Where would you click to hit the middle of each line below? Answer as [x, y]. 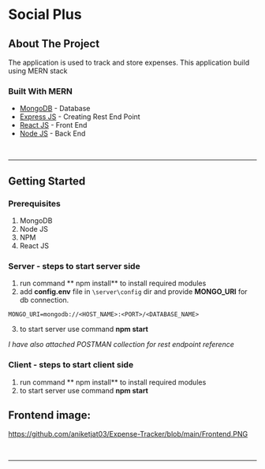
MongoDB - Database [55, 109]
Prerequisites [34, 203]
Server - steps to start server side [74, 266]
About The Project [54, 44]
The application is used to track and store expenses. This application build [129, 62]
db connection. [44, 300]
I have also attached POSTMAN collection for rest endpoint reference [121, 344]
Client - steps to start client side [71, 365]
